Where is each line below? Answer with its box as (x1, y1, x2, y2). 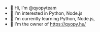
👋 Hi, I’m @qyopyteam (10, 5, 57, 11)
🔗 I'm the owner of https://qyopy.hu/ (10, 21, 86, 27)
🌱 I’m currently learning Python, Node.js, (10, 16, 95, 21)
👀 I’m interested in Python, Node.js (10, 10, 83, 16)
